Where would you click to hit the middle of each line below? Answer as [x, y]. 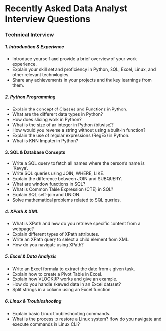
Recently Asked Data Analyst [66, 9]
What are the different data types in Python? [57, 114]
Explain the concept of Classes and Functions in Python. [70, 109]
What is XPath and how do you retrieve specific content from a [76, 224]
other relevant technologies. [41, 75]
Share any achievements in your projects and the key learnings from [82, 80]
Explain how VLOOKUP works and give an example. [65, 279]
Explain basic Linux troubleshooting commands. [61, 314]
